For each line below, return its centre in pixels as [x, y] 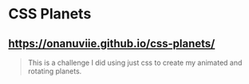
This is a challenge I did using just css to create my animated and [135, 62]
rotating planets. [55, 71]
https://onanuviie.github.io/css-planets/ [112, 44]
